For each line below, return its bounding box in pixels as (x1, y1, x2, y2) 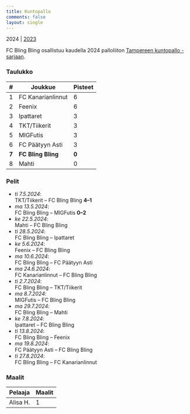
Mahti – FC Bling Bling (14, 221, 68, 229)
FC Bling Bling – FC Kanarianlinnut (14, 358, 97, 365)
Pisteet (73, 83, 94, 91)
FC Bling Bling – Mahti (14, 308, 68, 315)
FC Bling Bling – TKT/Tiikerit (14, 284, 83, 291)
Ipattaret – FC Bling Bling (14, 321, 74, 328)
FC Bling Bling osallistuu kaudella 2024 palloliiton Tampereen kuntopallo (6, 47, 181, 54)
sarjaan (6, 53, 25, 60)
